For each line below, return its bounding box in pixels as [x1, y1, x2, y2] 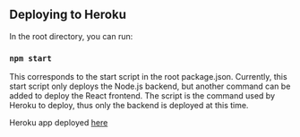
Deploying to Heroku [9, 7, 127, 22]
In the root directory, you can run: [9, 30, 133, 41]
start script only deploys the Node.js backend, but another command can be [9, 81, 291, 92]
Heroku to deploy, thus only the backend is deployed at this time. [9, 100, 249, 111]
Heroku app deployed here [9, 117, 108, 128]
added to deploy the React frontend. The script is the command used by [9, 90, 276, 101]
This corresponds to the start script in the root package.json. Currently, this [9, 72, 288, 82]
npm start [9, 53, 52, 64]
